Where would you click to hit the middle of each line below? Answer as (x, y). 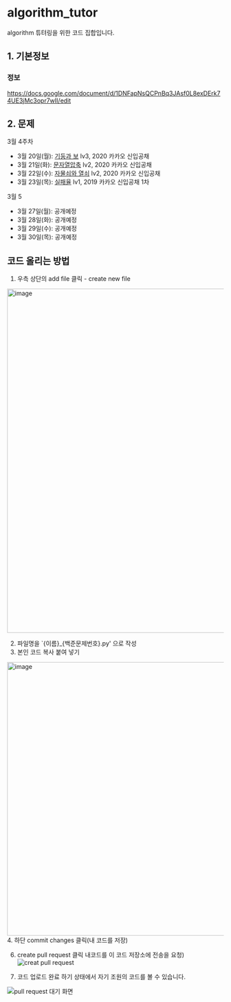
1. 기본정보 (28, 56)
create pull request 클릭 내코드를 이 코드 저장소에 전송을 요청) (100, 955)
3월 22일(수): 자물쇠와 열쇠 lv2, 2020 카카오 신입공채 (89, 173)
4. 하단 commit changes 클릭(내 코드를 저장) (68, 940)
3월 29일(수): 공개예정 (47, 228)
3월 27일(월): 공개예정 (47, 211)
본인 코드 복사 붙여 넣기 (48, 652)
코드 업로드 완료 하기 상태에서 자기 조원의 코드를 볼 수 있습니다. (101, 977)
